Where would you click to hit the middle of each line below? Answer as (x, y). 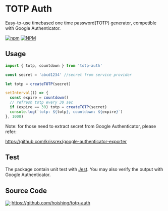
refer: (11, 132)
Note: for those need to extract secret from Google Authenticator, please (81, 126)
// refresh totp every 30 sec (41, 102)
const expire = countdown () (39, 98)
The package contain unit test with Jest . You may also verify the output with (84, 170)
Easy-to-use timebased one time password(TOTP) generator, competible (81, 23)
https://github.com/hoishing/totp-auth (51, 203)
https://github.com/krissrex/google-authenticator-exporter (66, 141)
